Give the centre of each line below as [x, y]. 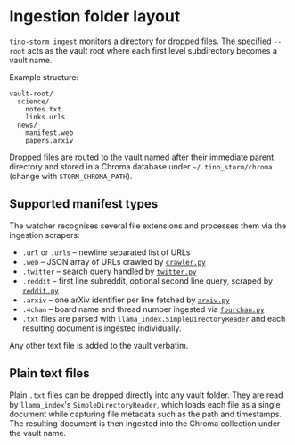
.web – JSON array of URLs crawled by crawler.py [114, 261]
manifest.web [49, 132]
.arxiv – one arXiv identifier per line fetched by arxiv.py [126, 300]
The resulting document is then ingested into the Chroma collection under [145, 423]
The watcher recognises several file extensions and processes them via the [148, 226]
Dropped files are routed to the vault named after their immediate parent [142, 157]
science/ [33, 101]
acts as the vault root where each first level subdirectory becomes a [152, 50]
